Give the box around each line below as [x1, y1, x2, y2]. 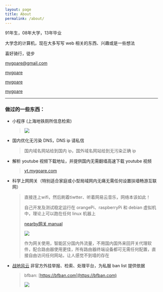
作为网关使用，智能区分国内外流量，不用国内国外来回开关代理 [24, 240, 148, 246]
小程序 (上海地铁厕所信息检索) [12, 118, 72, 124]
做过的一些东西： [5, 106, 45, 113]
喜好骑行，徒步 [5, 50, 35, 56]
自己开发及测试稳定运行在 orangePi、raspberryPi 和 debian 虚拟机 [24, 204, 157, 210]
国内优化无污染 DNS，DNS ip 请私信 [12, 137, 84, 143]
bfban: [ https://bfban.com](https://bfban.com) [24, 272, 117, 278]
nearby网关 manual [24, 221, 63, 227]
